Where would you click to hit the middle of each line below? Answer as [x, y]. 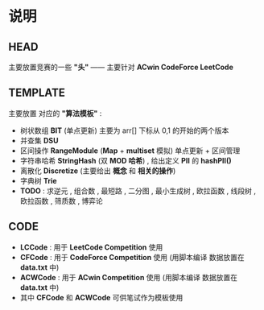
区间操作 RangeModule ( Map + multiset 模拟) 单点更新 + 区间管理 [130, 151]
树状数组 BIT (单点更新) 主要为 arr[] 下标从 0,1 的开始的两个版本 [124, 130]
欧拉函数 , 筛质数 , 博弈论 [61, 200]
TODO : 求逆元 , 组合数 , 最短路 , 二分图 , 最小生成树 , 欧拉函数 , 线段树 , [138, 191]
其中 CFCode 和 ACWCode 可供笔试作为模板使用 [101, 297]
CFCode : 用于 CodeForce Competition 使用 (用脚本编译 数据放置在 [132, 257]
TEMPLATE [37, 93]
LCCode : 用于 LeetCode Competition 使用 [91, 247]
